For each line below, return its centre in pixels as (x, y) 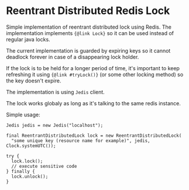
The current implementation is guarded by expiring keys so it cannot (88, 50)
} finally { (20, 171)
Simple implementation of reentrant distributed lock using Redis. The (89, 27)
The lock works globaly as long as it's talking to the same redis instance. (94, 103)
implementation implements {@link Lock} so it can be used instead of (90, 33)
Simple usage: (23, 115)
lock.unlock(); (30, 177)
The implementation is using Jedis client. (56, 92)
